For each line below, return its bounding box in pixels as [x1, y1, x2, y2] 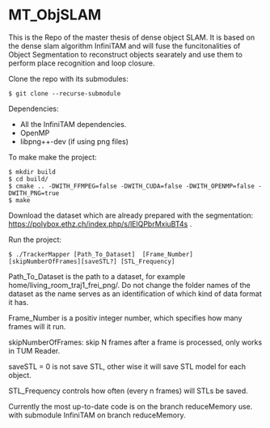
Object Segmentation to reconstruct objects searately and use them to [8, 49, 243, 59]
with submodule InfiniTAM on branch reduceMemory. [8, 410, 186, 420]
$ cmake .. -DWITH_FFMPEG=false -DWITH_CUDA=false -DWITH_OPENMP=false [8, 182, 255, 190]
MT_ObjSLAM [8, 6, 102, 24]
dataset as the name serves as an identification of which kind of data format [8, 289, 263, 299]
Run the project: [8, 235, 62, 244]
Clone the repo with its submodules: [8, 74, 129, 83]
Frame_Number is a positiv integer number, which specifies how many [8, 313, 243, 323]
